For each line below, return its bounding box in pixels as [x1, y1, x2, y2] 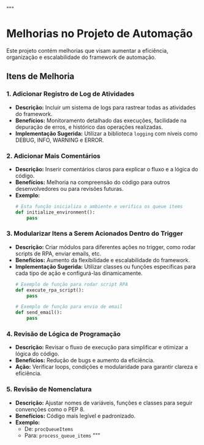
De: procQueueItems [24, 425, 74, 432]
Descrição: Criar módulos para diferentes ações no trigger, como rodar [15, 243, 196, 250]
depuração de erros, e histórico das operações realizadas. [15, 123, 164, 131]
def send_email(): [15, 309, 62, 315]
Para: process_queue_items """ [24, 431, 101, 439]
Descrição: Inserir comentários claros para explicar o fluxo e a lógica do [15, 165, 198, 172]
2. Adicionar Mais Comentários [6, 152, 101, 160]
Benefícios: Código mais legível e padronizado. [15, 412, 136, 419]
